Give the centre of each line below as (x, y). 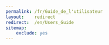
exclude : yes (32, 33)
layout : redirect (31, 17)
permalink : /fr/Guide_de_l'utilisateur (54, 11)
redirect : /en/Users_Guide (40, 22)
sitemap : (16, 28)
